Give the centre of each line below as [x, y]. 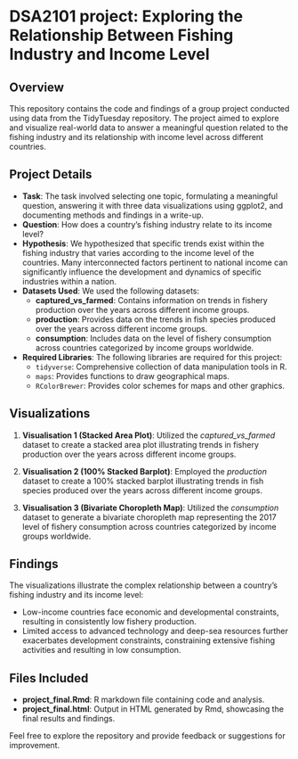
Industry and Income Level [109, 54]
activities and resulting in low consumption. [101, 650]
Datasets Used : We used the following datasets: [111, 291]
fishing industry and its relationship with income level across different [137, 137]
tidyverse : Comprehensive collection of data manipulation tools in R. [161, 367]
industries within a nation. [69, 281]
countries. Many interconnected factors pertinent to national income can [155, 262]
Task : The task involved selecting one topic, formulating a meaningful [150, 196]
